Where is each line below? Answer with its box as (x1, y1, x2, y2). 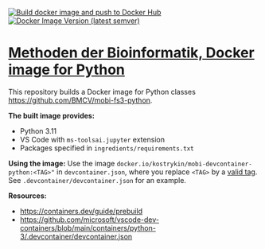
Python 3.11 (19, 126, 57, 135)
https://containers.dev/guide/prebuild (19, 206, 143, 216)
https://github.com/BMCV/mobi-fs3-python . (8, 95, 153, 105)
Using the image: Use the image (8, 158, 115, 168)
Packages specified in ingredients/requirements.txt (19, 143, 195, 153)
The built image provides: (8, 111, 95, 120)
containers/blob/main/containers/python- (19, 223, 157, 232)
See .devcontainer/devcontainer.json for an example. (8, 175, 187, 185)
